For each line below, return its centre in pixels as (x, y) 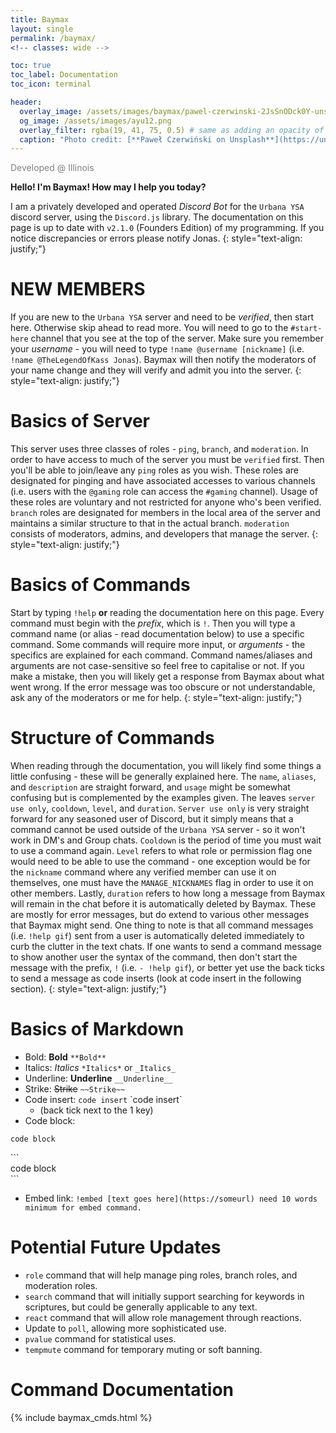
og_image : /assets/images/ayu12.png (95, 121)
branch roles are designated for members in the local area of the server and (165, 513)
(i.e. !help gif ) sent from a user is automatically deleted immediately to (157, 935)
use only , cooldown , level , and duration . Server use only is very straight (160, 808)
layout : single (42, 29)
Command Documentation (122, 1390)
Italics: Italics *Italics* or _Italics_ (100, 1067)
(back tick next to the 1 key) (96, 1110)
